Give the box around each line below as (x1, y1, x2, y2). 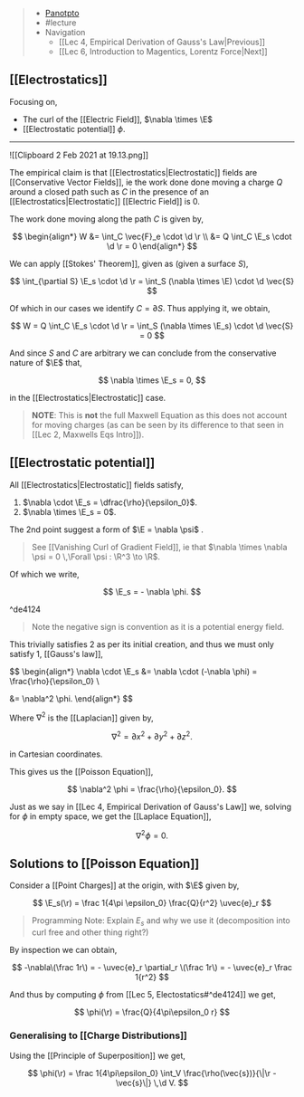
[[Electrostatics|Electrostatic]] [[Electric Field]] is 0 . (9, 196, 201, 206)
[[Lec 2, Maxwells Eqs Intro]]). (31, 429, 145, 440)
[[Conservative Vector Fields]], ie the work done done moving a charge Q (9, 176, 283, 187)
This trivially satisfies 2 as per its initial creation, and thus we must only (9, 638, 274, 650)
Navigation (44, 27, 86, 37)
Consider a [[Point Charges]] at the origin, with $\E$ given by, (9, 880, 240, 891)
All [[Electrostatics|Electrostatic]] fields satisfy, (9, 479, 184, 490)
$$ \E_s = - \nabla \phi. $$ (102, 586, 202, 596)
